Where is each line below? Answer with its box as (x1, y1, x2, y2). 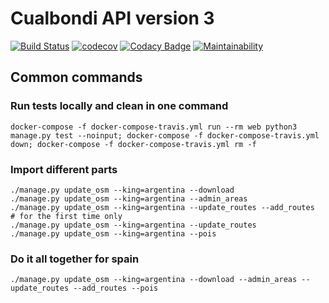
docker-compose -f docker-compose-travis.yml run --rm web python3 (10, 122, 298, 132)
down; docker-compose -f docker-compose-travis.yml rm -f (10, 139, 257, 149)
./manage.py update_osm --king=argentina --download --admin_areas (10, 275, 298, 285)
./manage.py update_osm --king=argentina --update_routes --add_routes (10, 202, 315, 212)
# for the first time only (10, 211, 123, 221)
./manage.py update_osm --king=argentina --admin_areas (10, 193, 248, 204)
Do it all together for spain (10, 252, 140, 266)
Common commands (10, 69, 143, 86)
